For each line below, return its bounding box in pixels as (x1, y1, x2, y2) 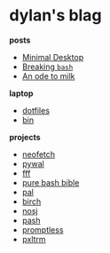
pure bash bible (21, 177, 80, 187)
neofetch (21, 148, 56, 160)
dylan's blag (9, 5, 102, 26)
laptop (9, 88, 34, 99)
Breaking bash (21, 61, 74, 72)
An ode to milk (21, 70, 75, 81)
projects (9, 131, 42, 142)
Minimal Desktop (21, 51, 84, 62)
